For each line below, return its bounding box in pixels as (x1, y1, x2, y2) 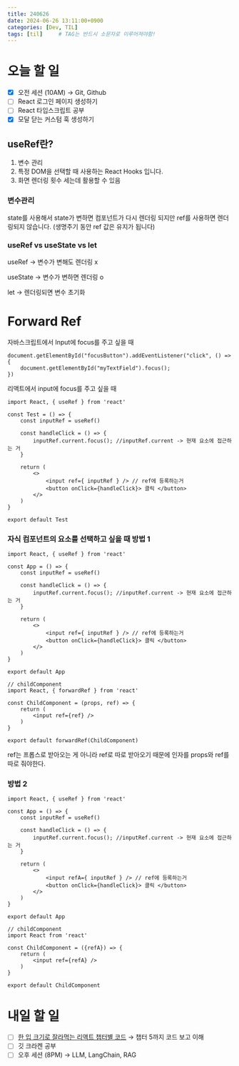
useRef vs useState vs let (7, 240, 98, 250)
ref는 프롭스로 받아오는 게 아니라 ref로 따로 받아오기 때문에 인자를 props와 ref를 (7, 751, 230, 759)
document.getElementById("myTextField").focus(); (20, 365, 171, 372)
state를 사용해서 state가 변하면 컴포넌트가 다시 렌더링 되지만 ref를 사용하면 (7, 213, 216, 222)
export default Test (7, 516, 69, 523)
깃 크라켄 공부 (17, 1042, 56, 1050)
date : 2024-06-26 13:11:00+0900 (7, 17, 103, 24)
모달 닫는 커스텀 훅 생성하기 (17, 115, 95, 123)
